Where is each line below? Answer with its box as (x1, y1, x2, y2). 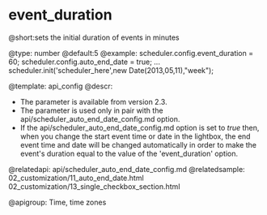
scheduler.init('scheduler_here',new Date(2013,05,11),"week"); (8, 65, 214, 75)
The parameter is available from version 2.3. (19, 97, 167, 106)
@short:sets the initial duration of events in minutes (8, 32, 180, 42)
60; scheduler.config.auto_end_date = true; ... (8, 57, 160, 67)
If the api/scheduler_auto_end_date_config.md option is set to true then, (19, 123, 260, 132)
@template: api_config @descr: (8, 81, 113, 91)
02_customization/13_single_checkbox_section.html (8, 181, 180, 191)
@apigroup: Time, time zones (8, 197, 107, 207)
